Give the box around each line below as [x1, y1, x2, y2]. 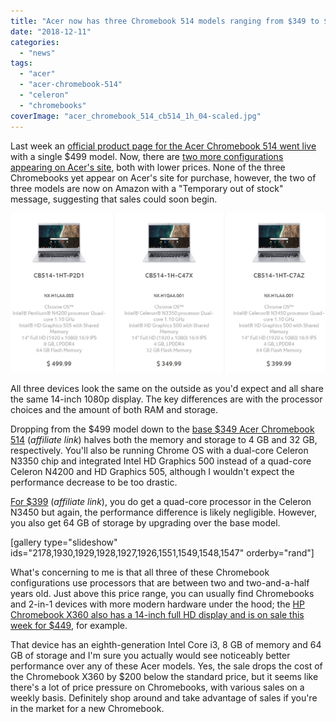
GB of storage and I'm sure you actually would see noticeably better [10, 649, 291, 661]
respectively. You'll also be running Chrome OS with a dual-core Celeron [10, 444, 309, 456]
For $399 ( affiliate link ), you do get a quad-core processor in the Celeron [10, 495, 312, 507]
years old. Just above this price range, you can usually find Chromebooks [10, 587, 315, 599]
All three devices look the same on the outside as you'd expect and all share [10, 382, 324, 394]
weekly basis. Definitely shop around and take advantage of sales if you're [10, 691, 318, 704]
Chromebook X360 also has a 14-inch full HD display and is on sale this [10, 608, 305, 620]
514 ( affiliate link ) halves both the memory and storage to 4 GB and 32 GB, [10, 433, 318, 445]
